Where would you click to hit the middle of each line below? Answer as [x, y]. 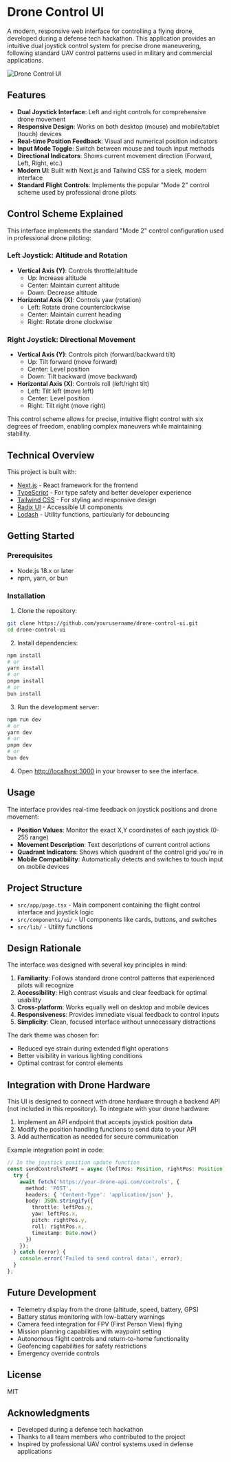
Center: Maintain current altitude [74, 285]
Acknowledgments [49, 1413]
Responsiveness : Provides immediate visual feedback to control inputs [118, 1015]
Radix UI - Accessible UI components [70, 507]
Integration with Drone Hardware [79, 1085]
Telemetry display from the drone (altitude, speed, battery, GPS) [108, 1309]
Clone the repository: [47, 610]
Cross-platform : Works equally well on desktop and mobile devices [113, 1007]
